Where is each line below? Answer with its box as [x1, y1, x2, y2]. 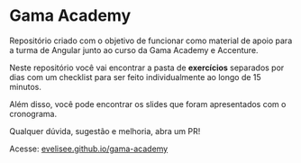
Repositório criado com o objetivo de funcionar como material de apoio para [9, 35, 293, 46]
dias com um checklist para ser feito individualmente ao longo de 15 [9, 71, 261, 82]
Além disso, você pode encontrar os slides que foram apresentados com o [9, 98, 287, 109]
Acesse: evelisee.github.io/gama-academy [9, 143, 169, 154]
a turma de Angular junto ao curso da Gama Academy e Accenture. [9, 44, 259, 55]
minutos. [9, 81, 42, 92]
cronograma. [9, 108, 57, 119]
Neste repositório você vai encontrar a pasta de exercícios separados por [9, 62, 285, 73]
